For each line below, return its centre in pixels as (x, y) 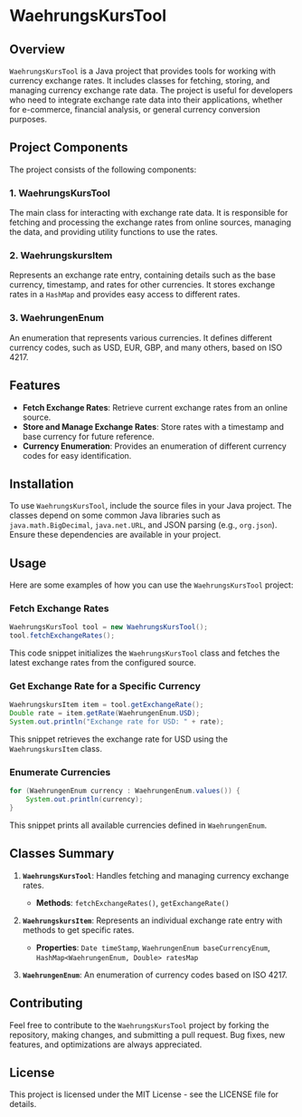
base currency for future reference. (89, 436)
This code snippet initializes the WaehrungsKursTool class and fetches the (145, 653)
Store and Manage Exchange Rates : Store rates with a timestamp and (153, 426)
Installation (42, 484)
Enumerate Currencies (60, 772)
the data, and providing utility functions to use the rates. (114, 232)
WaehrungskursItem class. (56, 749)
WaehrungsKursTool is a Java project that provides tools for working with (142, 71)
